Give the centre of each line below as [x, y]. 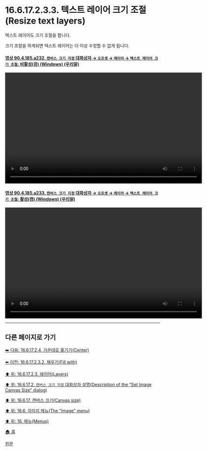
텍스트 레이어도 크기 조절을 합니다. [38, 35]
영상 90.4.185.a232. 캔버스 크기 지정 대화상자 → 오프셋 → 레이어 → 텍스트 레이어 [79, 58]
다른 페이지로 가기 [30, 337]
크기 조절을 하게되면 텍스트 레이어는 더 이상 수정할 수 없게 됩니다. [67, 45]
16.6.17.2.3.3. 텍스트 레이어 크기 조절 [76, 10]
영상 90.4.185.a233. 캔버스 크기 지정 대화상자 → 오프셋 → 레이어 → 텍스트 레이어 [79, 193]
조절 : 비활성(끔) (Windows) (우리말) [45, 64]
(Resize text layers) [45, 21]
